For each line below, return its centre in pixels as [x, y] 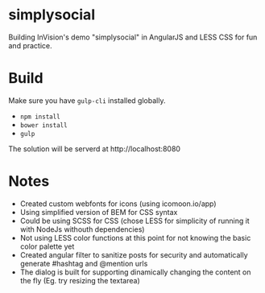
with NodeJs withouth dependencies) [82, 229]
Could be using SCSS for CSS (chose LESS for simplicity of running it [135, 221]
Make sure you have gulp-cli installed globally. [87, 100]
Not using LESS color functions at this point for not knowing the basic [135, 237]
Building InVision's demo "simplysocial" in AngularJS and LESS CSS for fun [133, 37]
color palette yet [47, 246]
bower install [43, 125]
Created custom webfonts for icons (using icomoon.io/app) [118, 204]
